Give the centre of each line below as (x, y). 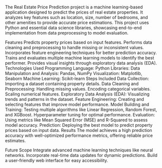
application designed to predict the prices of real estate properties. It (74, 12)
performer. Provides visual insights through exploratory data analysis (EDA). (81, 63)
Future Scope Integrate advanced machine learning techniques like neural (79, 150)
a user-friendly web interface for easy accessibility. (57, 160)
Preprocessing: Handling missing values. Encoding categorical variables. (78, 89)
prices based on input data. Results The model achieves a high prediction (79, 130)
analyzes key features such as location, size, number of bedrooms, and (77, 17)
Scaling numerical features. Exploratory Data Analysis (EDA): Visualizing (77, 94)
